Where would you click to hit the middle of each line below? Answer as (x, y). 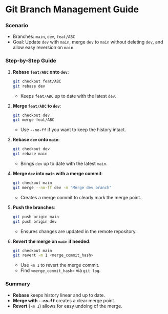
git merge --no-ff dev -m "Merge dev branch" (62, 187)
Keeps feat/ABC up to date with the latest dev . (68, 96)
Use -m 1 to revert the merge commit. (60, 265)
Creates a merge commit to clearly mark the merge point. (81, 197)
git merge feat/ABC (34, 120)
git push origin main (36, 217)
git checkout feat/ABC (37, 81)
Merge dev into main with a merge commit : (58, 174)
